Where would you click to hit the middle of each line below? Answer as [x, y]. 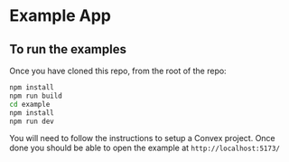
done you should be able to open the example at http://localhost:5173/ [145, 148]
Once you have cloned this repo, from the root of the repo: [118, 71]
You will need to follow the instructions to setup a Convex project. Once [142, 138]
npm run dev [32, 121]
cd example [30, 104]
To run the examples [68, 49]
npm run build [36, 96]
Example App [60, 16]
